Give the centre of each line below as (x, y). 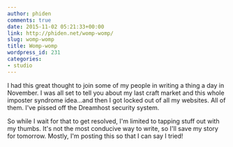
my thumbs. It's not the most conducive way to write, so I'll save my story (113, 128)
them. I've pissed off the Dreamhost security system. (83, 107)
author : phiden (29, 14)
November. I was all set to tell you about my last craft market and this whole (116, 93)
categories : (24, 59)
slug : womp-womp (31, 40)
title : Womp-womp (32, 46)
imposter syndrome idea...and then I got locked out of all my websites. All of (116, 100)
